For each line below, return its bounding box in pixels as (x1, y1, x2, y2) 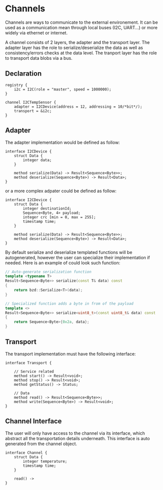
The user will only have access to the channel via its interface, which (5, 430, 145, 436)
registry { (5, 82, 28, 87)
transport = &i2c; (14, 108, 52, 114)
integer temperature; (23, 459, 68, 464)
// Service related (14, 369, 54, 374)
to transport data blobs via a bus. (5, 55, 73, 61)
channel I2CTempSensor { (5, 100, 56, 105)
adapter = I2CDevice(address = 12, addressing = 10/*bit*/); (14, 104, 142, 109)
